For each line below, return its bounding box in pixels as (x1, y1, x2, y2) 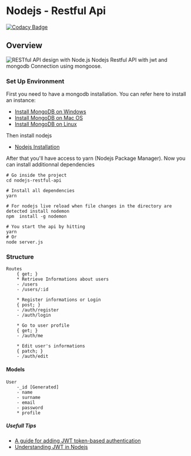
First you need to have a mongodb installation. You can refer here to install (6, 90, 186, 98)
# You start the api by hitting (6, 224, 85, 230)
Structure (6, 253, 34, 261)
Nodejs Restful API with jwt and (91, 56, 167, 63)
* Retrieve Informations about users (16, 276, 109, 283)
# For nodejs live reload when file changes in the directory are (6, 203, 172, 209)
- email (16, 400, 35, 405)
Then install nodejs (6, 132, 52, 139)
